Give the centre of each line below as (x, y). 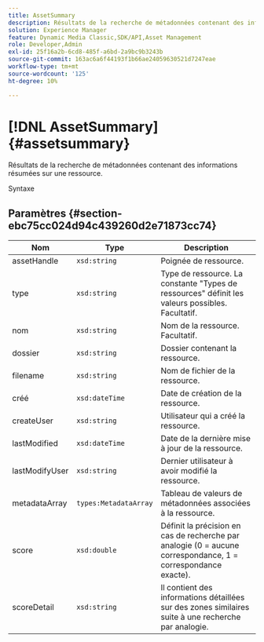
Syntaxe (22, 188)
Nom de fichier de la (198, 371)
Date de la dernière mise (206, 439)
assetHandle (35, 261)
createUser (33, 421)
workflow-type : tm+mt (44, 67)
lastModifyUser (40, 471)
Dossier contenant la (199, 348)
